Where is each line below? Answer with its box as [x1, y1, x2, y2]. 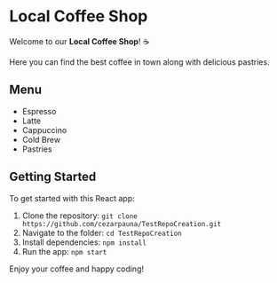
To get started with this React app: [9, 193, 135, 203]
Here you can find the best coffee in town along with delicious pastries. [9, 56, 270, 67]
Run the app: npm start [21, 246, 107, 256]
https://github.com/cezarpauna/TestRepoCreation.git [21, 219, 222, 228]
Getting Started [9, 169, 97, 185]
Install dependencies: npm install [21, 237, 146, 248]
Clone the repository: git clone [21, 210, 138, 221]
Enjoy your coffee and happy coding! [9, 263, 145, 274]
